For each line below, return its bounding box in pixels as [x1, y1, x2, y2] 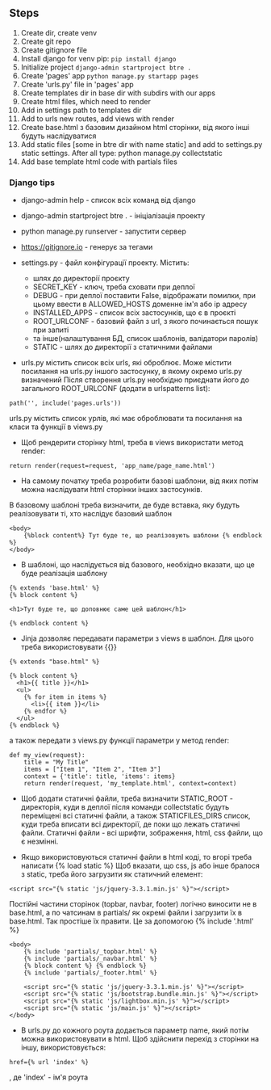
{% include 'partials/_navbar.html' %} [23, 955, 158, 963]
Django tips [9, 177, 56, 188]
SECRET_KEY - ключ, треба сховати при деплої [32, 282, 196, 292]
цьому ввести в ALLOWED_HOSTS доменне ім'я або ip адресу [32, 299, 248, 309]
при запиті [32, 325, 69, 335]
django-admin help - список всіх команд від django [20, 196, 196, 205]
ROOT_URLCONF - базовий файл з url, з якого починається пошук [32, 317, 259, 326]
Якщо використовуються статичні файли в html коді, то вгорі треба [20, 852, 252, 862]
